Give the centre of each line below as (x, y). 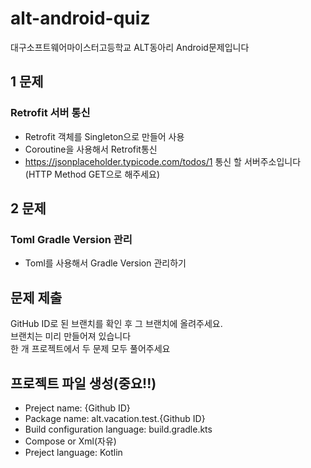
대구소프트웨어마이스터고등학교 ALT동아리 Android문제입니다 (130, 47)
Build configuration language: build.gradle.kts (118, 429)
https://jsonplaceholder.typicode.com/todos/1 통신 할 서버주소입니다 (163, 161)
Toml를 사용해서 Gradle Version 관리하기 (105, 263)
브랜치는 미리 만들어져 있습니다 (71, 336)
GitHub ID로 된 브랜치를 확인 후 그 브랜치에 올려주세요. (116, 324)
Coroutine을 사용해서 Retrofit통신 (91, 149)
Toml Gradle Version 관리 (71, 239)
